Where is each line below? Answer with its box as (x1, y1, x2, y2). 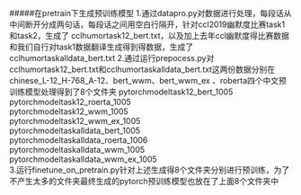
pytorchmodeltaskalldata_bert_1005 (9, 125, 141, 136)
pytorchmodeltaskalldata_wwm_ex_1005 (9, 154, 157, 164)
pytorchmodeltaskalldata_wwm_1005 (9, 145, 146, 155)
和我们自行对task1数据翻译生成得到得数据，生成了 (9, 41, 194, 52)
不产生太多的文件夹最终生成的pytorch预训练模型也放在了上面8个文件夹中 (9, 176, 279, 186)
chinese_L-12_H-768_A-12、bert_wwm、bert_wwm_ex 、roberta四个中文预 (9, 75, 288, 85)
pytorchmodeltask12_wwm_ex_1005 (9, 116, 141, 126)
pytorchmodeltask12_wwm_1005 (9, 106, 128, 117)
